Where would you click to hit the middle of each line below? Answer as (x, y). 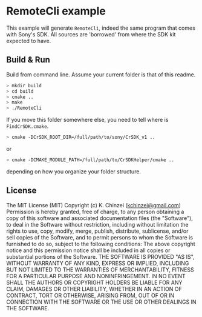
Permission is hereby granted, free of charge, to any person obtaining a (95, 212)
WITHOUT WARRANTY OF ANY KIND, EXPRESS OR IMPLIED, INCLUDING (98, 263)
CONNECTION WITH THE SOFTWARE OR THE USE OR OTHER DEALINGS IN (101, 302)
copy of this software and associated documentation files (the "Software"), (100, 218)
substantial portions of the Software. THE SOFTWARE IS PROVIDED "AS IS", (100, 256)
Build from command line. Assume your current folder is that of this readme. (101, 75)
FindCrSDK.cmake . (28, 126)
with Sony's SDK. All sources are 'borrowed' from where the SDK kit (91, 34)
